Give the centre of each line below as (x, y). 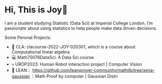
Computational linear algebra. (41, 52)
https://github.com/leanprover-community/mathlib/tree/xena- (94, 70)
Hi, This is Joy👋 (36, 10)
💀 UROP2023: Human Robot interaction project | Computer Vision (77, 64)
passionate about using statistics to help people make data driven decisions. (81, 28)
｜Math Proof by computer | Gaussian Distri (74, 76)
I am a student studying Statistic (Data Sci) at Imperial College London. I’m (79, 23)
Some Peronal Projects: (28, 37)
